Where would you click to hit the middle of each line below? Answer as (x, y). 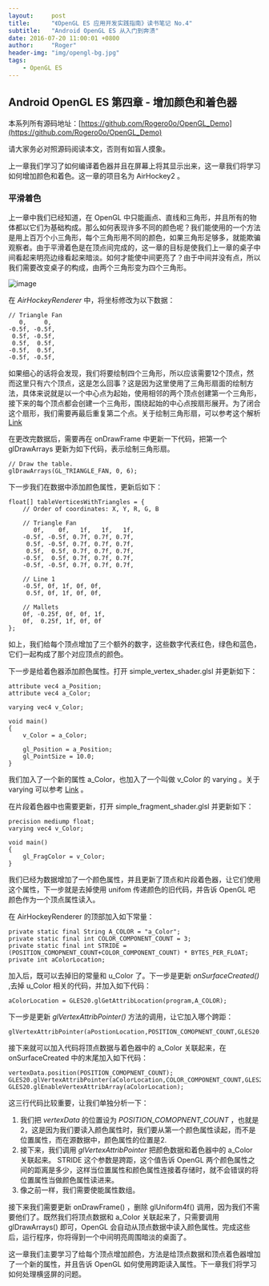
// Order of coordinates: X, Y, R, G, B (91, 509)
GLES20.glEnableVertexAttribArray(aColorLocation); (96, 1086)
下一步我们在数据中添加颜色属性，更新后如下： (85, 486)
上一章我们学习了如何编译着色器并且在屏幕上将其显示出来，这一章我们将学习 (134, 166)
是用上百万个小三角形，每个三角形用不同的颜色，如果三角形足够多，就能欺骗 (134, 237)
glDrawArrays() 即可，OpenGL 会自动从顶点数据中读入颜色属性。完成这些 (129, 1227)
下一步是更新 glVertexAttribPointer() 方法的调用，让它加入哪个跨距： (121, 1016)
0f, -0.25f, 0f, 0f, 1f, (64, 614)
